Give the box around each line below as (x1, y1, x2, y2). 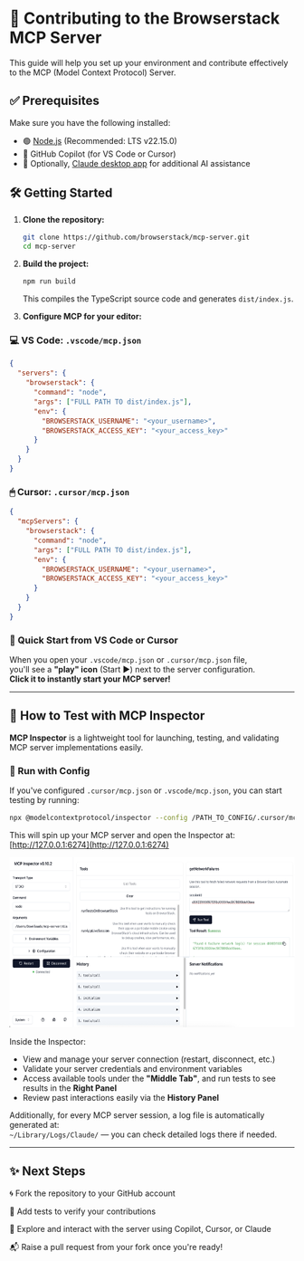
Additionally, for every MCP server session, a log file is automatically (9, 1110, 265, 1121)
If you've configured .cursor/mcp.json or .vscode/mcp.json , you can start (9, 785, 282, 796)
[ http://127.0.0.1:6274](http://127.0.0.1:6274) (9, 839, 169, 850)
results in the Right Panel (22, 1083, 118, 1094)
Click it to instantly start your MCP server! (9, 673, 171, 684)
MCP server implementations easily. (9, 741, 144, 752)
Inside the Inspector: (9, 1037, 86, 1047)
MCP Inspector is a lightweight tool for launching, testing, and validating (9, 732, 280, 743)
